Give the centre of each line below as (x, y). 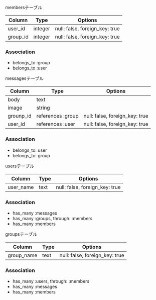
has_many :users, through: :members (51, 281)
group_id (18, 37)
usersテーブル (20, 166)
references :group (57, 116)
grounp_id (20, 116)
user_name (21, 187)
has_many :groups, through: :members (52, 218)
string (43, 108)
